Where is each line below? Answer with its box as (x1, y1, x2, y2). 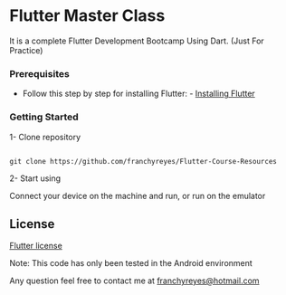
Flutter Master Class (9, 5, 166, 26)
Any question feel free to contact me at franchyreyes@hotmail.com (9, 275, 260, 286)
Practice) (9, 44, 43, 55)
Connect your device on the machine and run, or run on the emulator (9, 190, 266, 201)
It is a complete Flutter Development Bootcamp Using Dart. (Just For (9, 35, 264, 46)
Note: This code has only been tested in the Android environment (9, 258, 253, 269)
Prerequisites (9, 67, 70, 80)
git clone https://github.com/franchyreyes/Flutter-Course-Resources (9, 157, 278, 166)
